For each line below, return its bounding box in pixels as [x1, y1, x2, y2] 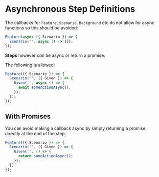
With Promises [5, 112, 51, 121]
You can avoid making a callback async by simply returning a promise [5, 125, 146, 131]
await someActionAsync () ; [18, 85, 71, 90]
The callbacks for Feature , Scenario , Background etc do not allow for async [5, 20, 155, 25]
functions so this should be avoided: [5, 25, 78, 30]
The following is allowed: [5, 62, 55, 68]
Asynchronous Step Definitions [5, 3, 136, 15]
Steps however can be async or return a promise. [5, 52, 105, 58]
